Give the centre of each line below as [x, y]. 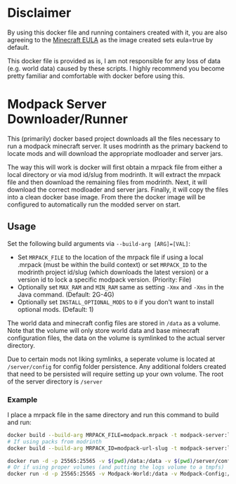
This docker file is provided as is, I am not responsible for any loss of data [114, 60]
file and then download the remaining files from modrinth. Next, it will [107, 182]
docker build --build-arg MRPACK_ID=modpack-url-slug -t [92, 448]
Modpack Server [57, 104]
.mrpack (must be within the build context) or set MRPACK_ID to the [112, 264]
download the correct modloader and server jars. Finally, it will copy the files [118, 189]
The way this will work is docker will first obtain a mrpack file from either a [115, 167]
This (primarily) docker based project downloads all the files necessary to [114, 138]
